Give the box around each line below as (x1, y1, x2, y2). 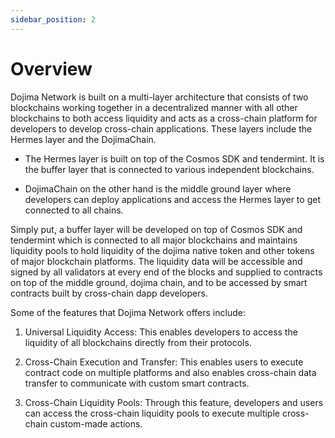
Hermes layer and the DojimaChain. (10, 133, 157, 145)
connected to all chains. (24, 204, 124, 216)
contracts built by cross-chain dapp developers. (10, 287, 208, 299)
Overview (10, 57, 93, 80)
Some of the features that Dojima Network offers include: (10, 306, 246, 318)
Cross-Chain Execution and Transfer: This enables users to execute (24, 356, 304, 368)
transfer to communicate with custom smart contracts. (24, 377, 250, 389)
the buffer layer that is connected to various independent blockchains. (24, 163, 315, 175)
